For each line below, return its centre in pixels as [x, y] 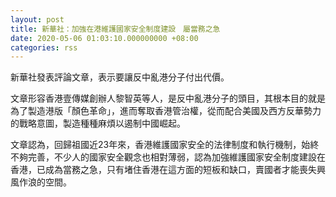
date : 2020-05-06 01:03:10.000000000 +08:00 [104, 38]
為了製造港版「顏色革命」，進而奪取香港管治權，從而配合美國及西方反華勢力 [166, 111]
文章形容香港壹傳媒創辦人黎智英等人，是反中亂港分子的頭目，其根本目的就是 [168, 98]
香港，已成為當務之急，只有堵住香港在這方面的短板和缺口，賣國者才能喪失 [163, 170]
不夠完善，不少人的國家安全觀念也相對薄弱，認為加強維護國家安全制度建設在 [168, 157]
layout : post [37, 19]
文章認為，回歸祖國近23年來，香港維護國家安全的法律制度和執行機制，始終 [165, 145]
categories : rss [44, 47]
